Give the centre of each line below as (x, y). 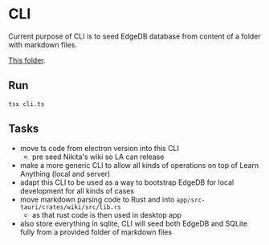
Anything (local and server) (65, 174)
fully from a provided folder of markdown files (96, 232)
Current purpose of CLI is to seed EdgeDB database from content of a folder (134, 36)
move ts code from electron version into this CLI (99, 148)
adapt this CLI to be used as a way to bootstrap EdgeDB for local (127, 182)
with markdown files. (43, 44)
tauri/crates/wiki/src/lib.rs (71, 207)
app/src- (191, 200)
